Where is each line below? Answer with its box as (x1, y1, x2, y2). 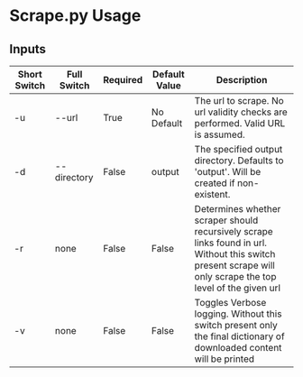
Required (103, 74, 143, 86)
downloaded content (194, 342, 282, 354)
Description (216, 74, 268, 86)
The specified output (194, 143, 283, 155)
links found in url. (194, 236, 268, 249)
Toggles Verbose (194, 297, 267, 308)
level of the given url (194, 281, 281, 294)
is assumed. (194, 128, 245, 141)
